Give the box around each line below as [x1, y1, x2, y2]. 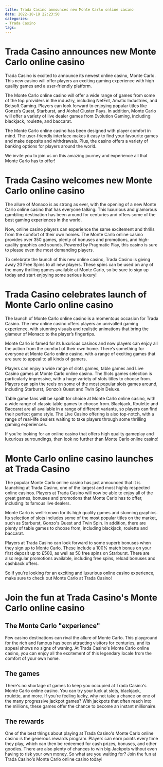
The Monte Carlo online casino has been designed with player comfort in [5, 128, 151, 134]
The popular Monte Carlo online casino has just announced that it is [5, 479, 141, 485]
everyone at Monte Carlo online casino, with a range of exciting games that [5, 351, 156, 356]
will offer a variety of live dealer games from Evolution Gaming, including [5, 113, 151, 119]
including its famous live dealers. [5, 500, 71, 506]
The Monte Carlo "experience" [5, 622, 101, 630]
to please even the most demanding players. [5, 247, 94, 253]
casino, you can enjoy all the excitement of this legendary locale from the [5, 650, 152, 656]
